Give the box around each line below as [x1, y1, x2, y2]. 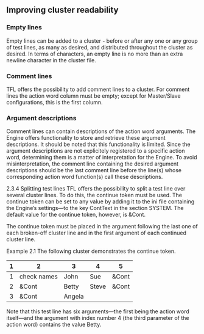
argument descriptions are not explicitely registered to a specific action [6, 147, 185, 154]
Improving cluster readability [6, 5, 119, 15]
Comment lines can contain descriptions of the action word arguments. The [6, 128, 196, 135]
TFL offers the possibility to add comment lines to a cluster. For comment [6, 85, 190, 93]
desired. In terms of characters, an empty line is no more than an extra [6, 50, 183, 57]
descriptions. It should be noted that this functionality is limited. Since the [6, 140, 191, 148]
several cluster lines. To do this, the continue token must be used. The [6, 192, 183, 199]
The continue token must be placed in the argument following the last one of [6, 223, 198, 230]
